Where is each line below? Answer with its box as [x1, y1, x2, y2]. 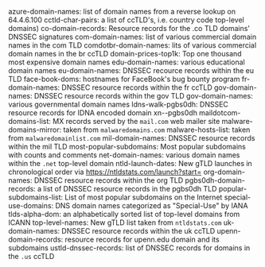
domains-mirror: [8, 125, 62, 134]
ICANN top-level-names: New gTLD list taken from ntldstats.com [8, 218, 222, 227]
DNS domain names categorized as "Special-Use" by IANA [55, 201, 248, 210]
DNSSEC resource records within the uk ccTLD [61, 226, 216, 235]
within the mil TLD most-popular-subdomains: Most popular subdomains [8, 142, 247, 151]
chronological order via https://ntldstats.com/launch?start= [8, 167, 202, 176]
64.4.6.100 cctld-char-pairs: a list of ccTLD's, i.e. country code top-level [8, 15, 244, 25]
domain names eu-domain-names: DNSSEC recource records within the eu [8, 66, 255, 75]
